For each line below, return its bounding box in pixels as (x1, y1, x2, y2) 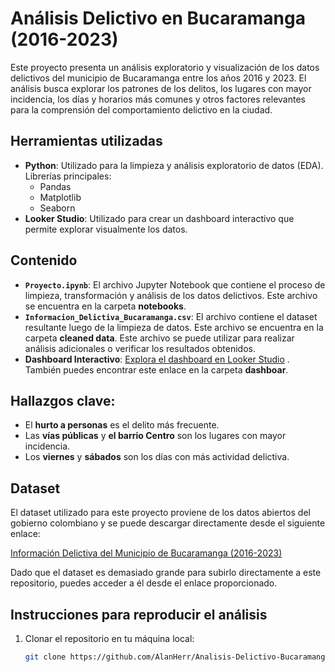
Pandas (39, 180, 72, 192)
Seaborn (39, 202, 76, 214)
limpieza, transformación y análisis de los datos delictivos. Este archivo (24, 289, 318, 301)
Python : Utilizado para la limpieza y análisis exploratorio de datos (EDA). (24, 159, 324, 171)
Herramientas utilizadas (10, 133, 163, 150)
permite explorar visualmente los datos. (24, 223, 188, 235)
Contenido (10, 252, 78, 269)
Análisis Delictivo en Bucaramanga (10, 7, 306, 30)
